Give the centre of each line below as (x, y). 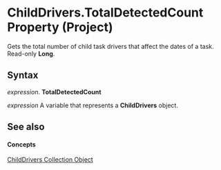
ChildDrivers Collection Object (50, 160)
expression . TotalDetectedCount (54, 92)
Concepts (21, 144)
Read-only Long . (31, 54)
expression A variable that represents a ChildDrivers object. (93, 105)
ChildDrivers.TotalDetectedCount (105, 13)
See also (26, 127)
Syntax (23, 75)
